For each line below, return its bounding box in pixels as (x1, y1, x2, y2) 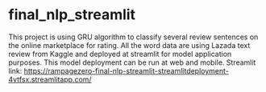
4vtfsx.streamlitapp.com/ (8, 74, 92, 84)
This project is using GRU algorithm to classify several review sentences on (8, 32, 259, 42)
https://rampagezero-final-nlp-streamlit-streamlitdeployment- (23, 66, 230, 75)
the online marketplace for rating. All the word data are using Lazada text (8, 40, 251, 50)
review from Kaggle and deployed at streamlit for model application (8, 49, 232, 58)
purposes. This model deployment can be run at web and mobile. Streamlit (8, 58, 256, 67)
